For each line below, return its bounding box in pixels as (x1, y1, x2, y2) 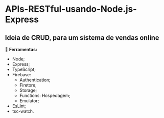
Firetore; (19, 82, 37, 88)
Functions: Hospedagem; (19, 92, 70, 98)
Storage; (19, 88, 37, 93)
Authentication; (19, 77, 50, 83)
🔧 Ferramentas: (5, 47, 38, 52)
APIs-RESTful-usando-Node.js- (5, 3, 137, 15)
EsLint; (12, 103, 26, 109)
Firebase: (12, 72, 31, 77)
